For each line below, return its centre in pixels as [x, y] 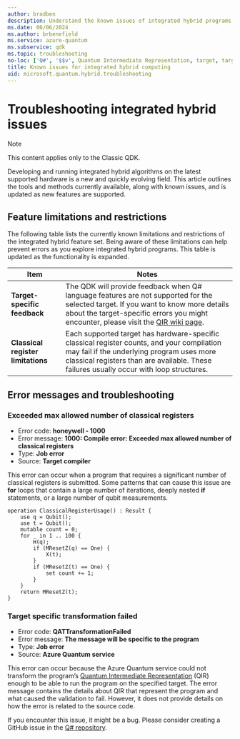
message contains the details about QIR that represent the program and [113, 691]
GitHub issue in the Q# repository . [57, 728]
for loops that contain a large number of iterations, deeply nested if [106, 490]
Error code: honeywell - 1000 [61, 431]
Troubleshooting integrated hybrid [112, 109]
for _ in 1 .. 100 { [51, 536]
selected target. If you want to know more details [147, 304]
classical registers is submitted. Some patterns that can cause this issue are [119, 482]
